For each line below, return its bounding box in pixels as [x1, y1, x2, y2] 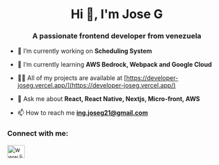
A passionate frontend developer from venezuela [32, 31, 202, 41]
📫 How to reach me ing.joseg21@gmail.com [17, 109, 148, 117]
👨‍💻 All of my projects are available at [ [17, 74, 127, 82]
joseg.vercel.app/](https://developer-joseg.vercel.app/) [17, 81, 176, 90]
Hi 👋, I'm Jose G [70, 6, 163, 22]
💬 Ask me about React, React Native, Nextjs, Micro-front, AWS [17, 95, 200, 103]
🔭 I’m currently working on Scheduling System [17, 47, 152, 55]
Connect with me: [7, 129, 69, 139]
